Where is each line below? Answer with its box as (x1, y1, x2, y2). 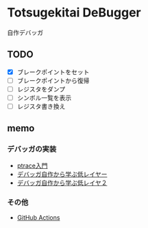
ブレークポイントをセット (16, 67, 90, 76)
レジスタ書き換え (16, 102, 66, 111)
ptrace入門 (16, 161, 48, 170)
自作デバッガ (7, 28, 43, 36)
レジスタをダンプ (16, 84, 66, 93)
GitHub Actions (16, 214, 60, 222)
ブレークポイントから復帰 (16, 76, 90, 84)
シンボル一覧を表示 (16, 93, 72, 102)
